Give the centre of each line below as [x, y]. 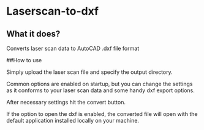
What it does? [33, 34]
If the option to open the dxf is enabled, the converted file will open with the [102, 114]
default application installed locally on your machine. [73, 121]
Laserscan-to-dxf [53, 11]
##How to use [24, 60]
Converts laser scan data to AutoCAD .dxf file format [73, 48]
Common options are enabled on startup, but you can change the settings [100, 84]
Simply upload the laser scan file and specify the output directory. [89, 72]
